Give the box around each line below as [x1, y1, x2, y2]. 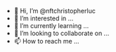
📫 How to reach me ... [13, 37, 79, 45]
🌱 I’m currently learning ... [13, 22, 89, 30]
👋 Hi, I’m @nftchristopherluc [13, 7, 96, 15]
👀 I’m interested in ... [13, 14, 74, 22]
